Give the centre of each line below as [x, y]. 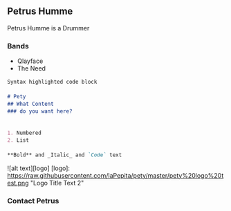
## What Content [30, 104]
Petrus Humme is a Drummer [48, 28]
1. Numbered [24, 133]
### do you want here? [40, 111]
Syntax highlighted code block [52, 82]
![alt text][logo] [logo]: [39, 168]
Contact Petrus [33, 201]
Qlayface [30, 61]
